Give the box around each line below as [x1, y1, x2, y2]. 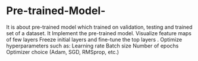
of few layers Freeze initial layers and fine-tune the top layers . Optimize [6, 36, 183, 43]
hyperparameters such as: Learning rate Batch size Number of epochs [6, 42, 179, 49]
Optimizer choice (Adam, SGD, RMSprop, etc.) [6, 48, 120, 55]
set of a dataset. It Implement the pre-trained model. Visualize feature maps [6, 29, 192, 36]
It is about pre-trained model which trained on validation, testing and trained [6, 23, 193, 30]
